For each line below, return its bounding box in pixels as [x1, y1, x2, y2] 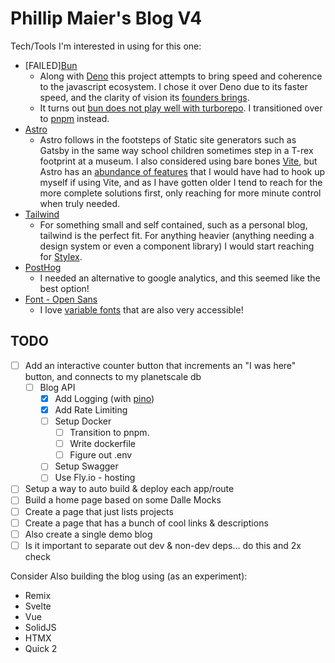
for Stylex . [39, 250, 83, 262]
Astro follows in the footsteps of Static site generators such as [39, 133, 297, 146]
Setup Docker [54, 415, 112, 427]
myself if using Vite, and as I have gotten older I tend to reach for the [39, 176, 323, 188]
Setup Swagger [54, 460, 119, 472]
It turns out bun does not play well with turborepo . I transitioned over [39, 102, 323, 114]
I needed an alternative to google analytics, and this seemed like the [39, 272, 321, 284]
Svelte [24, 600, 52, 612]
